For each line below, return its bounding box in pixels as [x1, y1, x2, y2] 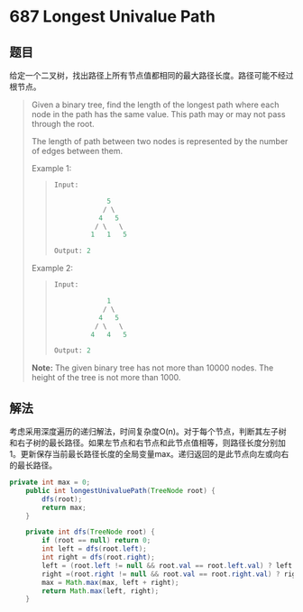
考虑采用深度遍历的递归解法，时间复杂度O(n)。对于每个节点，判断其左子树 [9, 426, 287, 437]
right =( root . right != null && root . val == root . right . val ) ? [41, 570, 280, 579]
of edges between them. [31, 146, 124, 156]
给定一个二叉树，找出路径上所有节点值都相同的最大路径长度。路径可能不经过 [9, 70, 294, 80]
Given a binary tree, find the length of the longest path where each [31, 99, 280, 110]
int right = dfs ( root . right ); [41, 553, 155, 562]
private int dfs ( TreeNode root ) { [25, 527, 155, 537]
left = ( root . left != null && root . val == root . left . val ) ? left [41, 561, 293, 570]
